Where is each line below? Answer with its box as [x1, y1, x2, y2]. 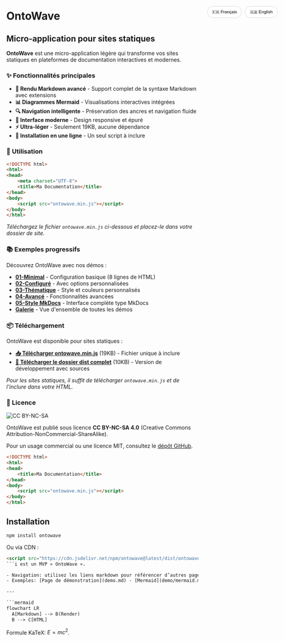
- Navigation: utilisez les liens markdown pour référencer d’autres [6, 572, 187, 578]
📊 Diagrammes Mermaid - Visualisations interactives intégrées [15, 98, 176, 106]
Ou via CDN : [6, 543, 39, 551]
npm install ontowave [6, 532, 62, 539]
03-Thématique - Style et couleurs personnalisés [15, 286, 141, 293]
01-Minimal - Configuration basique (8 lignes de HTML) [15, 273, 156, 281]
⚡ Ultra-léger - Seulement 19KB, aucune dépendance [15, 123, 150, 131]
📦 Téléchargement [6, 321, 65, 329]
